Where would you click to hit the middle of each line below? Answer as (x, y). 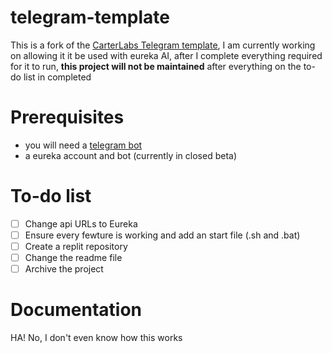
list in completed (57, 77)
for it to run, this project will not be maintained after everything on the (156, 66)
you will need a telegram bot (83, 145)
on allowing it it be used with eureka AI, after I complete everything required (166, 55)
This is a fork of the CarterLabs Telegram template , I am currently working (163, 45)
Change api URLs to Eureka (81, 223)
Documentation (76, 310)
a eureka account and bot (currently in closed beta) (130, 155)
